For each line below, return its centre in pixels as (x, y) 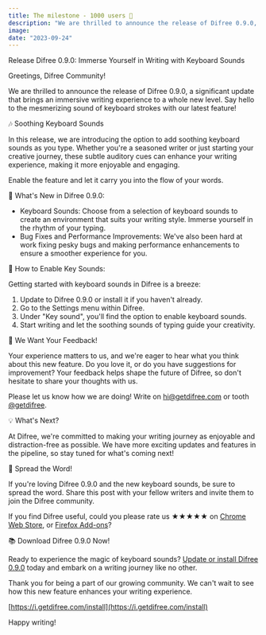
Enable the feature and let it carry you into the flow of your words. (116, 181)
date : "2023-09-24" (40, 38)
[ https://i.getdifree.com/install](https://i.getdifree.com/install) (108, 607)
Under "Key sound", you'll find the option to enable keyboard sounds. (133, 317)
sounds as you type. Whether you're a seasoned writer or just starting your (131, 148)
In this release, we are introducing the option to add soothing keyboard (124, 139)
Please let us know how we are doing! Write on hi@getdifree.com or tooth (129, 397)
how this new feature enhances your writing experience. (100, 592)
